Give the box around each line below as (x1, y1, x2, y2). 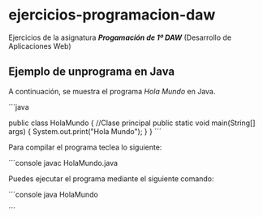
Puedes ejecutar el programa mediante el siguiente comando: (8, 173, 214, 184)
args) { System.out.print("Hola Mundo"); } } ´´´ (8, 126, 162, 136)
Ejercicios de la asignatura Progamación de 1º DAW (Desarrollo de (8, 33, 232, 42)
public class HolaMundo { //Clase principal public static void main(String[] (8, 118, 256, 128)
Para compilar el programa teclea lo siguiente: (8, 142, 162, 152)
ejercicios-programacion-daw (8, 6, 216, 24)
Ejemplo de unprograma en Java (8, 65, 175, 79)
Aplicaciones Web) (8, 41, 71, 50)
